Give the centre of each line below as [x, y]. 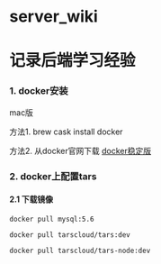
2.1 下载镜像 [31, 199]
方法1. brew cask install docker [66, 132]
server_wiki [54, 17]
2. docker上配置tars [53, 176]
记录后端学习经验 [73, 61]
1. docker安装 [39, 91]
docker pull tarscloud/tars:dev [70, 235]
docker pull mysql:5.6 [52, 219]
